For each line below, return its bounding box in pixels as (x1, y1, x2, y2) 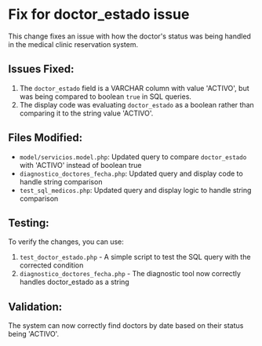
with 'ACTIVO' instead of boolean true (19, 160, 142, 169)
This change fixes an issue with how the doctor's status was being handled (8, 31, 251, 41)
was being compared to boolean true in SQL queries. (19, 92, 192, 101)
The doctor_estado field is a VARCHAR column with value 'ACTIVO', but (19, 83, 249, 93)
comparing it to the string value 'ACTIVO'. (19, 108, 154, 118)
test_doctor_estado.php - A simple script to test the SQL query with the (19, 253, 251, 262)
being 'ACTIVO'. (8, 330, 60, 339)
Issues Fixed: (8, 63, 75, 76)
